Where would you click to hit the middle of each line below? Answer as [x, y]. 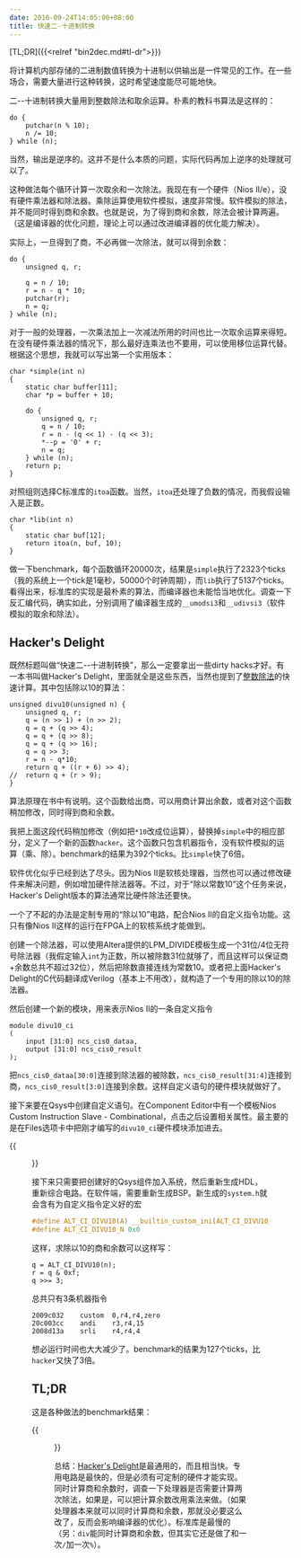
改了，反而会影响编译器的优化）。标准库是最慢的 [142, 1522]
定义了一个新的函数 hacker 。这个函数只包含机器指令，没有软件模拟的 [150, 843]
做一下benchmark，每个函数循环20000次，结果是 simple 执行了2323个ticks [147, 569]
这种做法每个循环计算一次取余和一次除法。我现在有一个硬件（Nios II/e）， [144, 189]
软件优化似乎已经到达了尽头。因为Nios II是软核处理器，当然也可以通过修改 [146, 873]
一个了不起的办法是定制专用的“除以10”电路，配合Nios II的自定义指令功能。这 [150, 915]
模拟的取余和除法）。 [47, 614]
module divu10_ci [42, 1026]
